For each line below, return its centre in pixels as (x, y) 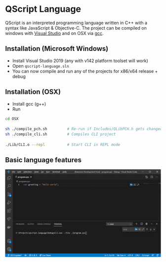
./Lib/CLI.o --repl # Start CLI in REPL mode (63, 145)
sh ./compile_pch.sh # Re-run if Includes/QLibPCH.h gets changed (84, 129)
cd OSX (12, 119)
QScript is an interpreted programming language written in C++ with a (76, 23)
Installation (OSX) (33, 92)
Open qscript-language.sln (41, 66)
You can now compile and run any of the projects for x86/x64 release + (85, 71)
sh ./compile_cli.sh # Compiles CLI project (61, 134)
